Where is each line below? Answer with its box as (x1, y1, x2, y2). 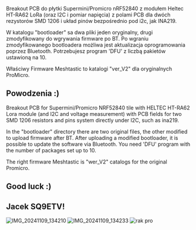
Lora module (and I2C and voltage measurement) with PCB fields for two (6, 110, 182, 117)
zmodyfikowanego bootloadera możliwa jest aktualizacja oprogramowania (6, 41, 186, 48)
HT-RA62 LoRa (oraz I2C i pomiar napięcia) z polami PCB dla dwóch (6, 11, 171, 18)
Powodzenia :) (6, 88, 60, 99)
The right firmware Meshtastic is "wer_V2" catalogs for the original (6, 158, 167, 165)
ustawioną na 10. (6, 54, 47, 61)
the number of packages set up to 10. (6, 146, 97, 154)
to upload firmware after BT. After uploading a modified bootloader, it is (6, 134, 178, 141)
